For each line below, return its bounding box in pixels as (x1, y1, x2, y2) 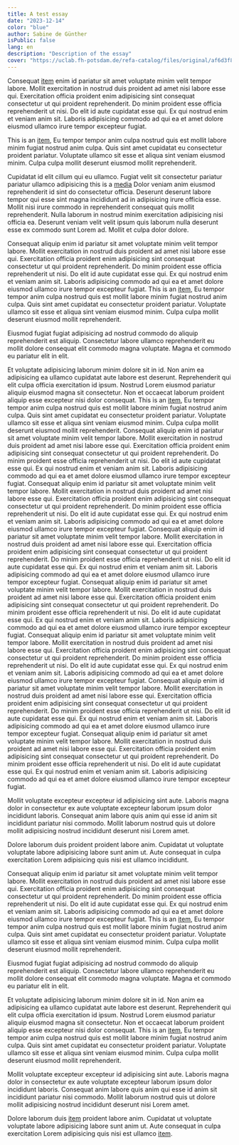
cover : (7, 57, 27, 64)
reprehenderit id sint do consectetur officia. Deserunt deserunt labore (7, 187, 212, 196)
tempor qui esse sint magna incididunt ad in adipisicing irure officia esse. (7, 195, 221, 203)
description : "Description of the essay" (7, 51, 132, 58)
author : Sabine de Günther (7, 30, 87, 38)
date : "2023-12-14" (7, 17, 65, 24)
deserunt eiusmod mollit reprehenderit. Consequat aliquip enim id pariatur (7, 426, 224, 434)
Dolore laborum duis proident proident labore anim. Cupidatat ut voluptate (7, 840, 224, 849)
